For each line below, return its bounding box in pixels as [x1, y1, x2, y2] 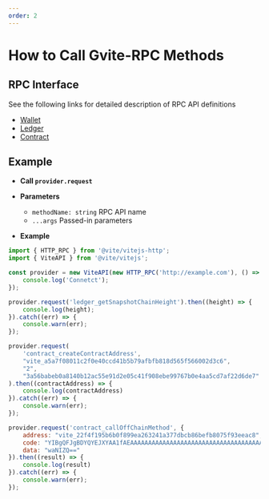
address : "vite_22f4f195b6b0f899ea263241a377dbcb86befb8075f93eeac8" [22, 431, 260, 439]
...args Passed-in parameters [31, 215, 133, 225]
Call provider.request [19, 176, 93, 186]
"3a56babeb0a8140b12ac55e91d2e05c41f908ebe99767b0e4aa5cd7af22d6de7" [22, 372, 260, 380]
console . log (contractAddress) [22, 387, 124, 395]
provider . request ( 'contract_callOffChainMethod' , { [8, 424, 184, 432]
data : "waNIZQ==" [22, 446, 81, 454]
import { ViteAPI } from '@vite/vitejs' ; [8, 254, 149, 263]
